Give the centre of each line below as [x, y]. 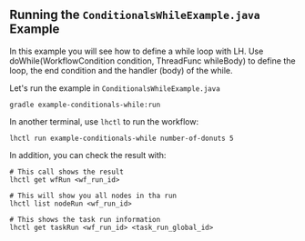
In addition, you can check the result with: [88, 155]
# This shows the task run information [85, 219]
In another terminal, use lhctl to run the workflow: [104, 121]
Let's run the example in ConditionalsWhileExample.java [115, 88]
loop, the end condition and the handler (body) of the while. [121, 70]
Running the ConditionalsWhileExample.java [135, 15]
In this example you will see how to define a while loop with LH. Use [137, 51]
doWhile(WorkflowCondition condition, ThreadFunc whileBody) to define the [152, 60]
